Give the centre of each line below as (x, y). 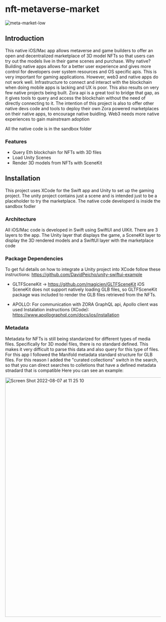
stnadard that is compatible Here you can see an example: (64, 370)
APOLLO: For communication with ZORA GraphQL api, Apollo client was (85, 304)
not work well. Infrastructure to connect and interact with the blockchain (79, 82)
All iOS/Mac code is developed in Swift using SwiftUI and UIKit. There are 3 (82, 230)
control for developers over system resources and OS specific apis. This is (81, 71)
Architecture (21, 219)
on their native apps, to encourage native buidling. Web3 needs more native (82, 114)
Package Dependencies (34, 259)
